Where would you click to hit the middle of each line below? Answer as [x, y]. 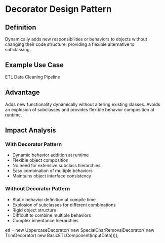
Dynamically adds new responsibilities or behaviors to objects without [76, 39]
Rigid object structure [34, 210]
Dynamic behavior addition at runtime [50, 155]
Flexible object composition [40, 160]
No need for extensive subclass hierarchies [56, 166]
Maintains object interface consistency [52, 176]
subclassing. [18, 50]
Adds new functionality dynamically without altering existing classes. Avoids [83, 104]
